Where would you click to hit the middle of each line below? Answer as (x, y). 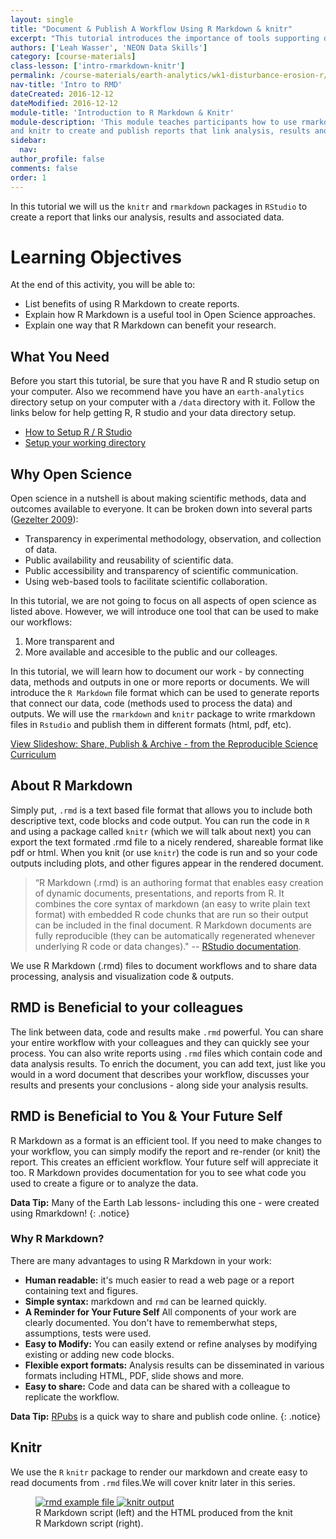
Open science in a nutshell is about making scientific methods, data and (158, 498)
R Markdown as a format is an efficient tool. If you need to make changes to (166, 1140)
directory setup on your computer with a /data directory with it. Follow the (163, 402)
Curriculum (33, 755)
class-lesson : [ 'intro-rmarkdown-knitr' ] (98, 66)
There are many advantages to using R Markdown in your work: (141, 1260)
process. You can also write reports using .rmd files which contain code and (166, 1053)
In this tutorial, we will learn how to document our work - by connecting (157, 672)
